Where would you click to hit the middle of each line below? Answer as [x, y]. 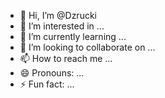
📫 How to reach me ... [66, 58]
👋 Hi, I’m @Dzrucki [58, 15]
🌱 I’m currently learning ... [73, 36]
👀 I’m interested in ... [62, 26]
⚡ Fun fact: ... [47, 84]
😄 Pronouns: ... [52, 73]
